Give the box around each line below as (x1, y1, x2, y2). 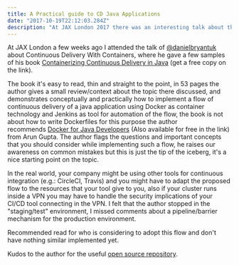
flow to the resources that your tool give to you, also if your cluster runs (7, 185, 217, 193)
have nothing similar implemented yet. (7, 236, 119, 244)
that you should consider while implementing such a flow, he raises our (7, 140, 216, 149)
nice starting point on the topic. (7, 155, 100, 164)
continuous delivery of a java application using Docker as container (7, 103, 205, 111)
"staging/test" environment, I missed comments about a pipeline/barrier (7, 207, 218, 216)
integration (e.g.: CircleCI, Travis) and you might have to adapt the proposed (7, 177, 231, 185)
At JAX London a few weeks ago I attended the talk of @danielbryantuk (7, 43, 217, 52)
